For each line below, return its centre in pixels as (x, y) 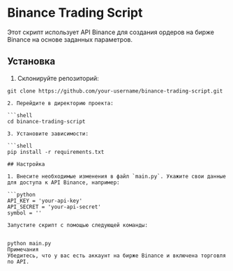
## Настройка (26, 164)
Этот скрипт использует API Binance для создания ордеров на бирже (111, 32)
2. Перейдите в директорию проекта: (60, 103)
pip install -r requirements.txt (56, 152)
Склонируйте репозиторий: (58, 78)
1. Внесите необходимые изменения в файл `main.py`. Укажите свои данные (117, 176)
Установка (31, 62)
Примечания (23, 249)
